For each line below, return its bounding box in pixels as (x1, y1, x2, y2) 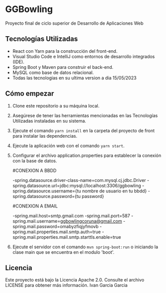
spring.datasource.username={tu (12, 187, 81, 194)
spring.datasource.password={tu (12, 193, 81, 199)
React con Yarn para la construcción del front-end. (12, 48, 118, 54)
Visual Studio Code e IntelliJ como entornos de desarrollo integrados (12, 53, 155, 59)
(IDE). (12, 59, 25, 65)
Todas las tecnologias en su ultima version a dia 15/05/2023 (12, 74, 137, 81)
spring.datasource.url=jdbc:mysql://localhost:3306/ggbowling (12, 182, 141, 188)
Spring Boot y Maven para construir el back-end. (12, 64, 114, 70)
